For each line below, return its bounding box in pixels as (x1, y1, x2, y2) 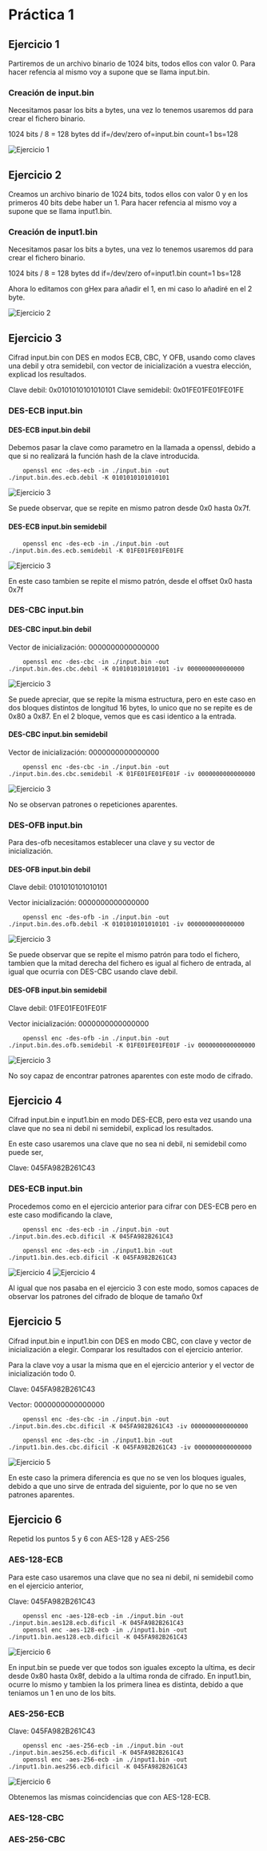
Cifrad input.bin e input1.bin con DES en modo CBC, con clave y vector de (8, 1336, 252, 1346)
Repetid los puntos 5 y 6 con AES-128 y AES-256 (8, 1534, 170, 1543)
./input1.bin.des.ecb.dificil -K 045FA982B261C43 (8, 1253, 177, 1261)
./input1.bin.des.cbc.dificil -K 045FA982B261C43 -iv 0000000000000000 (8, 1443, 252, 1451)
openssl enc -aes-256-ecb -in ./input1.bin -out (22, 1756, 188, 1764)
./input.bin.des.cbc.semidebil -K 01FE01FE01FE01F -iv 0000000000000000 (8, 770, 256, 778)
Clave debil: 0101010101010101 (8, 883, 108, 892)
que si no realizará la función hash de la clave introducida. (8, 451, 200, 461)
